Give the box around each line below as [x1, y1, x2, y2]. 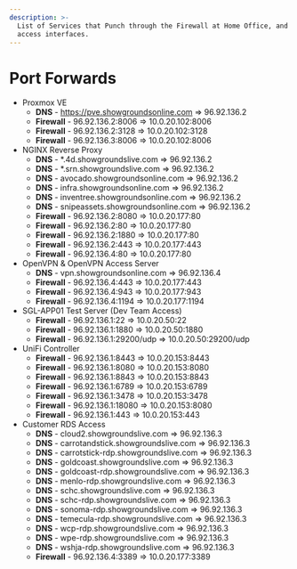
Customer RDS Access [21, 419, 106, 430]
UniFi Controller [21, 344, 80, 354]
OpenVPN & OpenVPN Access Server [21, 258, 160, 269]
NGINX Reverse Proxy [21, 144, 103, 156]
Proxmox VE [21, 97, 68, 108]
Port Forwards [9, 68, 117, 88]
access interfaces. [17, 29, 90, 38]
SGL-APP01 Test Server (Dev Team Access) [21, 305, 182, 316]
